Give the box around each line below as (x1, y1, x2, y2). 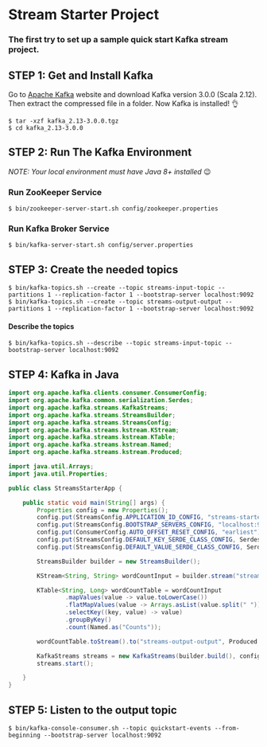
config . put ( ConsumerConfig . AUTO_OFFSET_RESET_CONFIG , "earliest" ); (37, 528, 265, 537)
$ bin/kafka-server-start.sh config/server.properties (8, 241, 194, 249)
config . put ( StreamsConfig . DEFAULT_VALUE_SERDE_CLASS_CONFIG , (37, 543, 244, 551)
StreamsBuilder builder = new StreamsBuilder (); (37, 557, 201, 565)
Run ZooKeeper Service (8, 186, 103, 198)
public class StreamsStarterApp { (8, 484, 123, 492)
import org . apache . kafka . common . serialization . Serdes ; (8, 397, 194, 405)
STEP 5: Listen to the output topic (8, 703, 177, 717)
